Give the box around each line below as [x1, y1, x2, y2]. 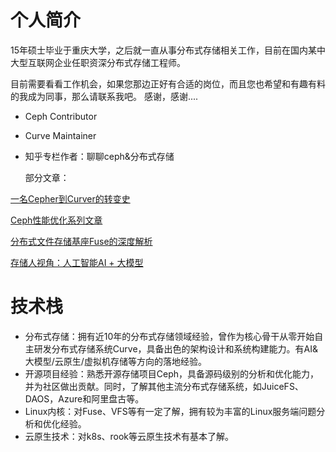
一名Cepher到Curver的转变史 [10, 192, 131, 205]
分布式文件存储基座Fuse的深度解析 [10, 235, 153, 247]
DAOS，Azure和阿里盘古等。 [24, 392, 145, 405]
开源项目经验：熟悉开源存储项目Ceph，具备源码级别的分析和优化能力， [24, 367, 320, 380]
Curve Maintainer [24, 129, 97, 141]
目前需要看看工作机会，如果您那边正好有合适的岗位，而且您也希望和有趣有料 [10, 77, 326, 90]
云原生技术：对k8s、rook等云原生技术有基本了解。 [24, 430, 235, 442]
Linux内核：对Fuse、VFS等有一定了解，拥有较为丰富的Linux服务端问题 [24, 405, 317, 417]
